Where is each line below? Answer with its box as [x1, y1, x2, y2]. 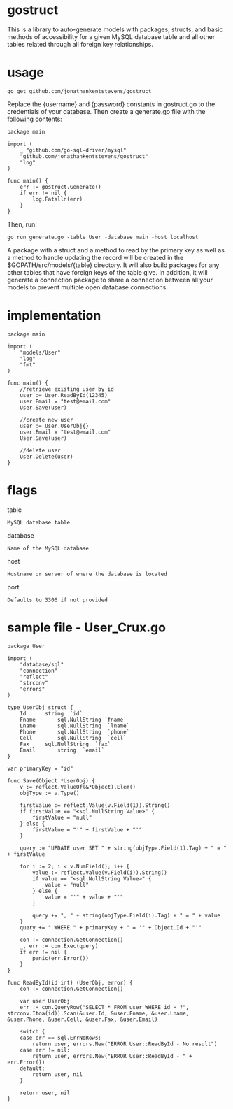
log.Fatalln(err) [32, 195, 83, 203]
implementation [7, 308, 101, 324]
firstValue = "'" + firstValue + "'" [32, 826, 142, 833]
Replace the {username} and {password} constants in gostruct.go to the [7, 100, 216, 108]
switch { [20, 1028, 45, 1035]
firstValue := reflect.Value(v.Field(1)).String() [20, 801, 171, 809]
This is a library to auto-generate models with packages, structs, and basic [7, 25, 223, 34]
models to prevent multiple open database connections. [7, 282, 168, 292]
